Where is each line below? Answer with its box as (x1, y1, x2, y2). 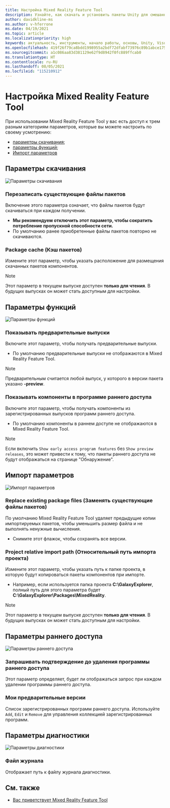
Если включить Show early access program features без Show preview (5, 445, 153, 451)
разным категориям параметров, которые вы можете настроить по (5, 123, 152, 130)
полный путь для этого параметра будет (12, 587, 101, 593)
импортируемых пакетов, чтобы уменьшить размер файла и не (5, 520, 143, 526)
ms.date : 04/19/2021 (5, 26, 49, 31)
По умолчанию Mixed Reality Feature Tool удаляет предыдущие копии (5, 515, 156, 521)
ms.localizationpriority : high (5, 36, 71, 41)
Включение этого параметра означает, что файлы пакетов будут (5, 202, 145, 208)
